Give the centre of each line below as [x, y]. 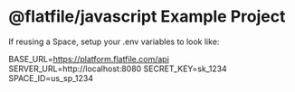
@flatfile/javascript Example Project [147, 17]
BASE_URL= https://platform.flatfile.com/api [89, 59]
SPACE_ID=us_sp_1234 [51, 78]
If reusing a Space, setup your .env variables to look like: [114, 41]
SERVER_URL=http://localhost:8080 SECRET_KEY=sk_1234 [118, 69]
